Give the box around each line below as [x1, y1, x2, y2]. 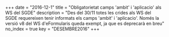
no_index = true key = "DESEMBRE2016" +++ [5, 26, 100, 32]
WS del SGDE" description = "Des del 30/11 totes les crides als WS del [5, 10, 151, 16]
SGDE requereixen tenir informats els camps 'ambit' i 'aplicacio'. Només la [5, 15, 159, 21]
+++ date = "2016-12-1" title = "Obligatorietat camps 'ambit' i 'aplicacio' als [5, 5, 161, 10]
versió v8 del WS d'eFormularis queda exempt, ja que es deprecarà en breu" [5, 20, 164, 26]
